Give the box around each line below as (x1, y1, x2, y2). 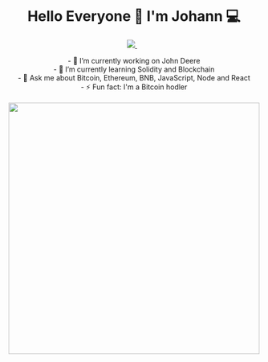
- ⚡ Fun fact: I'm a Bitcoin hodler (80, 82, 188, 92)
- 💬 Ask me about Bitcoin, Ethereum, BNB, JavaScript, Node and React (18, 72, 250, 82)
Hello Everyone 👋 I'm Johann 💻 (26, 7, 242, 26)
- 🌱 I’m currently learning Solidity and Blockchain (53, 64, 215, 74)
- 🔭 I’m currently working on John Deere (67, 56, 201, 65)
